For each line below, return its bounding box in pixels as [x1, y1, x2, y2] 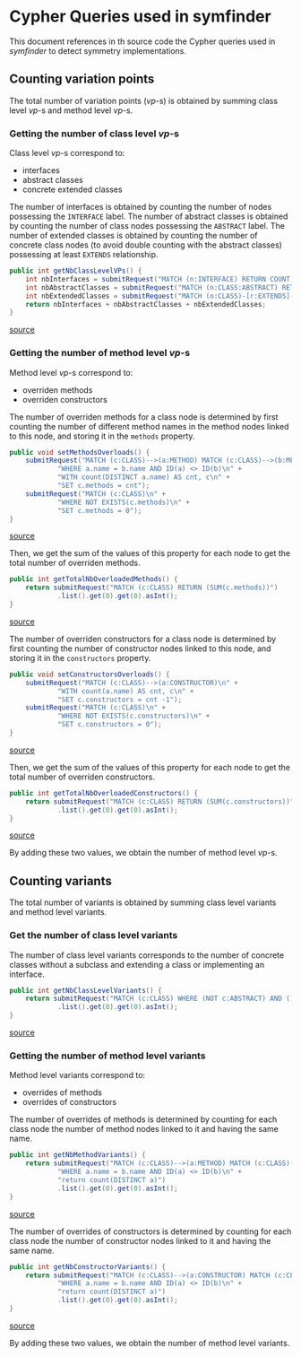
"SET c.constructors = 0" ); [56, 720, 163, 729]
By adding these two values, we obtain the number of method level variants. [9, 1337, 290, 1348]
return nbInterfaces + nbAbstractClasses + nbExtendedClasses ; [25, 300, 267, 309]
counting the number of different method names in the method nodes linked [9, 421, 289, 431]
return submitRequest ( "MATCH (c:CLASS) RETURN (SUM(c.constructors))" [25, 796, 295, 806]
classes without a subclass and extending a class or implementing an [9, 959, 265, 970]
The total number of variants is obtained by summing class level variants [9, 897, 277, 908]
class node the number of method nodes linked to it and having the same [9, 1124, 279, 1135]
